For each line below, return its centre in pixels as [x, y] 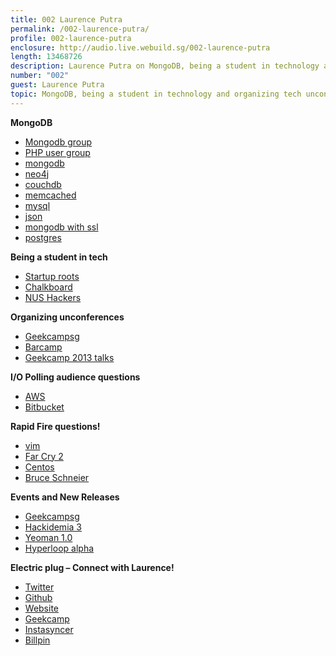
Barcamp [43, 347]
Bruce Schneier [57, 477]
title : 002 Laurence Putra [66, 19]
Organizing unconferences [67, 317]
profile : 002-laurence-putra [71, 38]
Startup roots [52, 276]
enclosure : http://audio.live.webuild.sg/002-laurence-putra [140, 47]
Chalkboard [48, 287]
